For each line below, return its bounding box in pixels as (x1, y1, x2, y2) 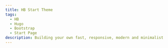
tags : (5, 12, 17, 17)
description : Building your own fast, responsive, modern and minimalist (5, 35, 164, 40)
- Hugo (10, 21, 24, 26)
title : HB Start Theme (5, 7, 53, 12)
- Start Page (10, 30, 37, 35)
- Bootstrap (10, 26, 35, 31)
